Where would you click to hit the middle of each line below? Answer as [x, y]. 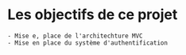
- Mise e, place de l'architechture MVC [76, 36]
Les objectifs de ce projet [93, 15]
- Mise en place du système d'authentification [88, 43]
